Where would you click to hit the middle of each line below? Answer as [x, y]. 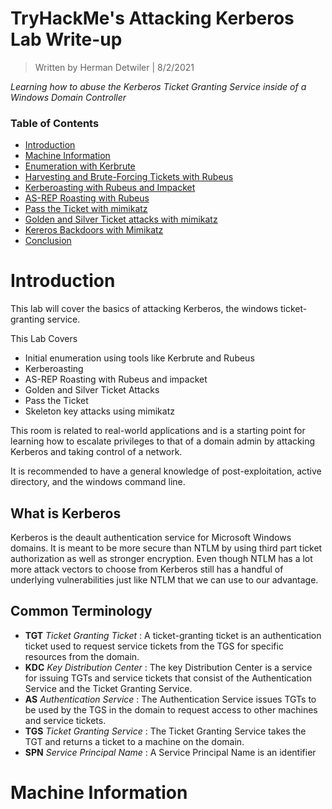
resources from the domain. [82, 656]
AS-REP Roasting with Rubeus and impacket [116, 379]
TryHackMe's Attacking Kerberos [152, 18]
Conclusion [48, 241]
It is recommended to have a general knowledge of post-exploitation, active [166, 471]
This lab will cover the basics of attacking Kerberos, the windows [144, 309]
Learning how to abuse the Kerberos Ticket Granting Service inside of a [158, 86]
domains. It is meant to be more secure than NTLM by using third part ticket [166, 548]
